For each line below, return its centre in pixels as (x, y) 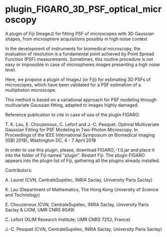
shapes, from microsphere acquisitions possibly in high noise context (76, 39)
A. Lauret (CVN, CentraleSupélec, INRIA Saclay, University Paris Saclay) (79, 180)
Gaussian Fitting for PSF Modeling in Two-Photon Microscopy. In (72, 129)
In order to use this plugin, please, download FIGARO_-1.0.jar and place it (80, 150)
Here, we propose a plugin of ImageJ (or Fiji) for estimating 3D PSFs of (78, 79)
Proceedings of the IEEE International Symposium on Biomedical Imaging (80, 135)
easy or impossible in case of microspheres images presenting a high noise (83, 64)
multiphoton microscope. (31, 90)
